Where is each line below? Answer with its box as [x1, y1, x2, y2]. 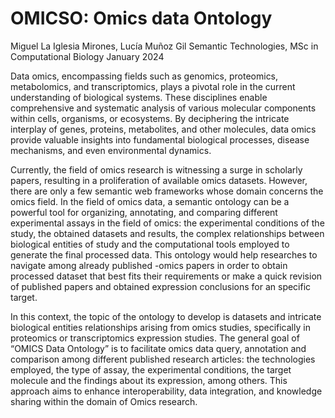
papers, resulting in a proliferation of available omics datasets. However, [10, 174, 308, 186]
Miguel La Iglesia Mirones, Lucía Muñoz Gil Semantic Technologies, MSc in [10, 40, 319, 52]
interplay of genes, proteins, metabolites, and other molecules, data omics [10, 123, 317, 135]
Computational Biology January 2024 [10, 50, 165, 62]
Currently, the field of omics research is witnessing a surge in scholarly [10, 163, 303, 176]
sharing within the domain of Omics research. [10, 395, 198, 407]
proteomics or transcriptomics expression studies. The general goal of [10, 332, 300, 344]
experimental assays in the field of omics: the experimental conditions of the [10, 217, 325, 229]
